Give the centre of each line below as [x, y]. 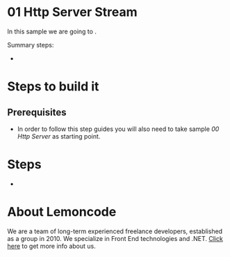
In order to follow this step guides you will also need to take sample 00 [118, 129]
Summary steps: [31, 45]
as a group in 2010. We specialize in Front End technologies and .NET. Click [115, 238]
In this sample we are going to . [52, 31]
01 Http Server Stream [72, 12]
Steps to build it [53, 87]
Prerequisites [37, 112]
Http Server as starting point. [59, 136]
